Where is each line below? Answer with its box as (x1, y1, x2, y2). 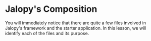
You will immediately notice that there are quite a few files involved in (5, 20, 146, 26)
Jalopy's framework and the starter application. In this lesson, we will (5, 25, 147, 31)
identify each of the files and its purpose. (5, 30, 89, 36)
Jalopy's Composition (5, 3, 98, 15)
